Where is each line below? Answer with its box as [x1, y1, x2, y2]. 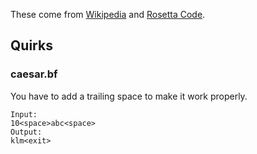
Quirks [10, 37, 53, 54]
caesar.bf [10, 67, 58, 81]
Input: [10, 109, 38, 119]
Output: [10, 127, 43, 137]
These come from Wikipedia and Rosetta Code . [10, 9, 206, 20]
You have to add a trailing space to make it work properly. [10, 90, 248, 102]
